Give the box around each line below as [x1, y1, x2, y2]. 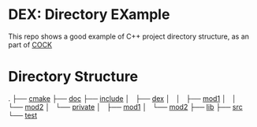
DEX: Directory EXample [8, 6, 170, 24]
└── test [8, 110, 38, 120]
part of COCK [8, 39, 53, 49]
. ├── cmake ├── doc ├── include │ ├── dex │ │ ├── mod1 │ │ [8, 93, 237, 103]
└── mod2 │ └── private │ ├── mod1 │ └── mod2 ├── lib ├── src [8, 102, 243, 111]
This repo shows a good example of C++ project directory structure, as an [8, 32, 250, 41]
